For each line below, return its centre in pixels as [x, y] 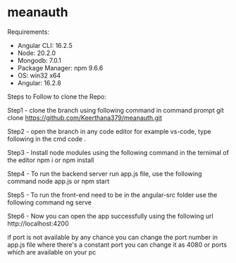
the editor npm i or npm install [51, 160]
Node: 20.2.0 [37, 53]
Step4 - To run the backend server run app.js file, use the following [105, 173]
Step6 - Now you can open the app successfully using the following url [110, 216]
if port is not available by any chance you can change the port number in [113, 237]
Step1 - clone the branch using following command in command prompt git [116, 110]
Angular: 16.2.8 [39, 82]
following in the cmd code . [47, 139]
